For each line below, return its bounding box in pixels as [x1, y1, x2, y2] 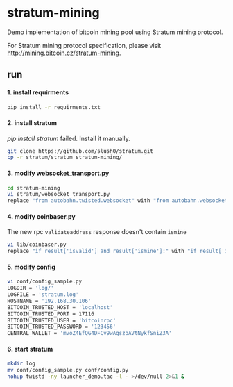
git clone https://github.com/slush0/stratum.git [7, 147, 154, 154]
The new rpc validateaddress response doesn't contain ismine [7, 228, 187, 236]
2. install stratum [7, 119, 58, 126]
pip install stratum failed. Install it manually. [7, 134, 130, 142]
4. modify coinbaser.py [7, 212, 76, 220]
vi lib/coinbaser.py [7, 241, 67, 248]
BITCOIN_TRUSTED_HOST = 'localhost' [7, 304, 113, 311]
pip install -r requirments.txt [7, 104, 101, 110]
